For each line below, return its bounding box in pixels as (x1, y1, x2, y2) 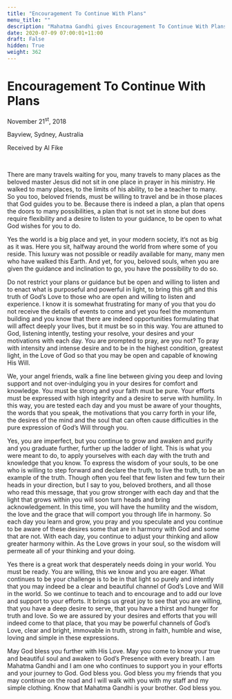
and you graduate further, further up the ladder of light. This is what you (7, 444, 212, 452)
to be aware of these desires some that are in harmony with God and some (7, 525, 220, 533)
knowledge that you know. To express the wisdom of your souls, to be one (7, 459, 219, 467)
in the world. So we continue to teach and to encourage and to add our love (7, 590, 222, 598)
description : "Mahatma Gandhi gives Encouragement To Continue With (7, 23, 209, 30)
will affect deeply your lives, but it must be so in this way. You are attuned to (7, 322, 224, 330)
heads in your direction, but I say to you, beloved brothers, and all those (7, 481, 212, 489)
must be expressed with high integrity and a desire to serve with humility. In (7, 394, 222, 403)
